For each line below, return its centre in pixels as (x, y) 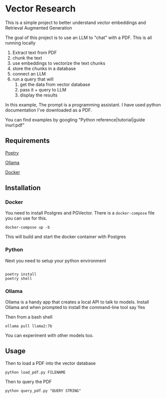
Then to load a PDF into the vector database (51, 363)
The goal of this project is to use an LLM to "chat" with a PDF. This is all (79, 37)
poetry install (21, 274)
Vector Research (40, 9)
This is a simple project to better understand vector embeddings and (76, 22)
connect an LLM (29, 73)
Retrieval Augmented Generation (39, 27)
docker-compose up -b (28, 227)
